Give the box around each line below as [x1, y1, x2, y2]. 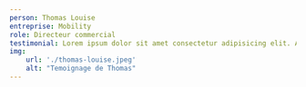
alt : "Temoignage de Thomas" [25, 64, 137, 73]
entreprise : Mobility [9, 22, 92, 31]
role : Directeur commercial [9, 30, 117, 39]
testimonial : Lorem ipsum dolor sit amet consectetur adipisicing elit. [9, 38, 291, 48]
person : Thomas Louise [9, 13, 96, 23]
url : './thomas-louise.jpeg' [25, 55, 137, 64]
